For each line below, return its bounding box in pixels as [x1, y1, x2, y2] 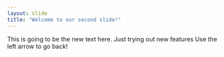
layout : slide [7, 9, 48, 17]
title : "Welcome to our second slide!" [7, 16, 122, 23]
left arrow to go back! [7, 42, 68, 50]
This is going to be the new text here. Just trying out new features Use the [7, 35, 218, 43]
